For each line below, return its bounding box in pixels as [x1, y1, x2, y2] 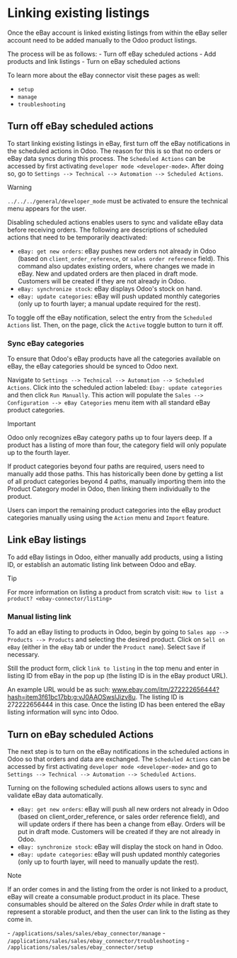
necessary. [7, 650, 40, 659]
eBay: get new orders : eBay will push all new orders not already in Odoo [17, 804, 229, 813]
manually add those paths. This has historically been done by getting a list [7, 470, 224, 478]
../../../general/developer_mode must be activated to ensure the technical [7, 196, 229, 205]
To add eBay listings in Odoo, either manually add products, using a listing [7, 553, 224, 561]
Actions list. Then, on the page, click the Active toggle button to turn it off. [7, 320, 224, 329]
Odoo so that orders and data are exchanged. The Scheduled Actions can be [7, 755, 231, 763]
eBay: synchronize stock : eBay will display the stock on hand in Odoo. [17, 842, 224, 851]
